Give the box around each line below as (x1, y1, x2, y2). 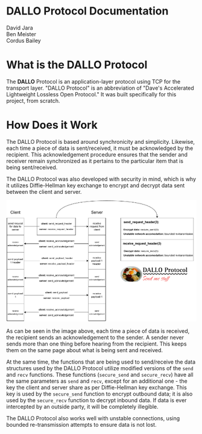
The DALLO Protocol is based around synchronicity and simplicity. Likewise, (6, 138, 195, 145)
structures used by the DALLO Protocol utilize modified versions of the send (6, 364, 194, 371)
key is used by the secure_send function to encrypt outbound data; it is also (6, 390, 193, 397)
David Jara (6, 24, 33, 31)
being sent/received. (6, 164, 58, 171)
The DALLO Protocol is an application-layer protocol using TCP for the (6, 78, 181, 85)
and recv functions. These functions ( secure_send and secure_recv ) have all (6, 371, 194, 378)
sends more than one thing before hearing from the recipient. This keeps (6, 340, 187, 347)
